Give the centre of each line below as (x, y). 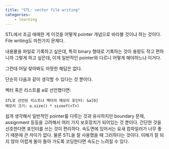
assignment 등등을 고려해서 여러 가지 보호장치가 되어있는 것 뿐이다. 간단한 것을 (83, 123)
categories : (18, 15)
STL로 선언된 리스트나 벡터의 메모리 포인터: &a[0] (52, 101)
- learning (26, 19)
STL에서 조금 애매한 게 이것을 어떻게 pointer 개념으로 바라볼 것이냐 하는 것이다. (83, 34)
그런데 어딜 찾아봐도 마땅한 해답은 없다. (44, 68)
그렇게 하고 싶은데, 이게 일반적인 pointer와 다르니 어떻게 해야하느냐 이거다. (88, 58)
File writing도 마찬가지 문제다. (35, 41)
